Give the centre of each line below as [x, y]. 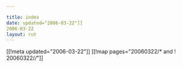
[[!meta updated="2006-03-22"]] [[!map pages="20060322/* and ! [91, 52]
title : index [23, 17]
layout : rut [21, 34]
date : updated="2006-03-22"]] [45, 23]
